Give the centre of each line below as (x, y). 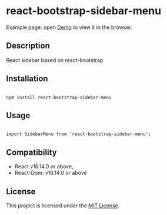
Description (28, 46)
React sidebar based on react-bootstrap (55, 60)
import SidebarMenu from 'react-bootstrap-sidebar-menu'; (79, 134)
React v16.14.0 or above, (44, 167)
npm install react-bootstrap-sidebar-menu (59, 97)
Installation (27, 79)
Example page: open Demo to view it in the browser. (69, 27)
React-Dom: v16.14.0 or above (51, 173)
